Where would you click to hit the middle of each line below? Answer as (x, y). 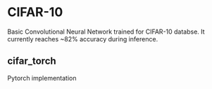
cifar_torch (32, 61)
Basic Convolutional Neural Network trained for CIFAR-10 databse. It (106, 32)
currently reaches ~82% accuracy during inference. (83, 39)
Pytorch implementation (42, 78)
